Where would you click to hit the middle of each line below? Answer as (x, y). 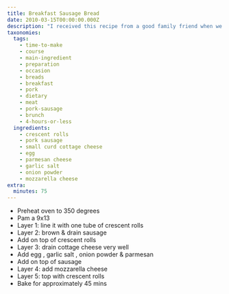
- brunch (32, 115)
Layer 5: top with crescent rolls (61, 276)
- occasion (35, 70)
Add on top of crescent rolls (57, 240)
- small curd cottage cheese (61, 147)
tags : (21, 39)
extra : (16, 185)
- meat (29, 103)
